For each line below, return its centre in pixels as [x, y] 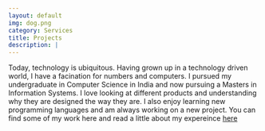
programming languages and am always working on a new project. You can [132, 110]
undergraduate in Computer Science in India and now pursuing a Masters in [132, 85]
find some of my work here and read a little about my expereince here [123, 118]
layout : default [35, 15]
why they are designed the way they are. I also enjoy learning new [117, 102]
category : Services [41, 30]
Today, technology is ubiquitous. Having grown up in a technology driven [129, 67]
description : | [34, 45]
